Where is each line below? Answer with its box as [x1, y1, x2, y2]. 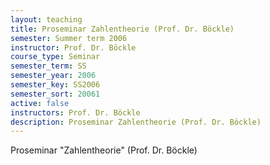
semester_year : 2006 [10, 71, 97, 81]
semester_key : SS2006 [10, 80, 101, 90]
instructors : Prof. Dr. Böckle [10, 107, 141, 118]
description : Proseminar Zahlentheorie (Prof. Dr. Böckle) [10, 117, 262, 127]
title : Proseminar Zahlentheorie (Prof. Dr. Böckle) [10, 24, 235, 34]
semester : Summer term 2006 [10, 33, 128, 43]
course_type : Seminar [10, 52, 101, 62]
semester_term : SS [10, 61, 87, 71]
